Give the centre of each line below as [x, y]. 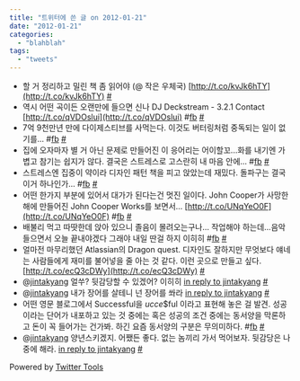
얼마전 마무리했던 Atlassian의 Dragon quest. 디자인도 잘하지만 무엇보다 [148, 249]
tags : [19, 51]
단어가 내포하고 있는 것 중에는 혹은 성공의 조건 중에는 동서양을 [154, 315]
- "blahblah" [42, 43]
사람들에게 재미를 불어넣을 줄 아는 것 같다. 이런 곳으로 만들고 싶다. [147, 261]
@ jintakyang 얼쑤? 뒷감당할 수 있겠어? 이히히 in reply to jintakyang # [145, 281]
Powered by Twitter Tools [57, 367]
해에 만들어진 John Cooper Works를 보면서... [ [105, 206]
